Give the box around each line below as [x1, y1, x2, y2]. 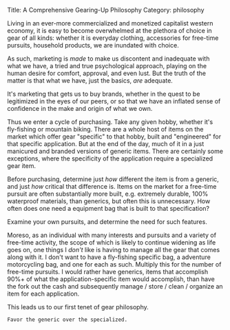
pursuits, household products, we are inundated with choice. [7, 41, 179, 49]
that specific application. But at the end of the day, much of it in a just [7, 140, 205, 147]
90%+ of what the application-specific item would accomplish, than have [7, 275, 216, 283]
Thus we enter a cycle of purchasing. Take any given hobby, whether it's [7, 118, 213, 126]
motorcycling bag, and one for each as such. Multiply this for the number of [7, 260, 222, 268]
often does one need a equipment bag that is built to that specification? [7, 205, 210, 212]
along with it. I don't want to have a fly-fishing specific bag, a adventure [7, 253, 211, 261]
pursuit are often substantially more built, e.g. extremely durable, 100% [7, 189, 209, 198]
